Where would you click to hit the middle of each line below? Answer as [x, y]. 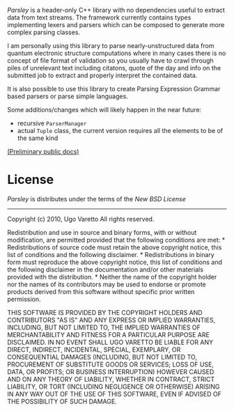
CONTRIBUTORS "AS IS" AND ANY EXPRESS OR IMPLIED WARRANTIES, [111, 320]
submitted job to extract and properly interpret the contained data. [102, 75]
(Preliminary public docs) [43, 152]
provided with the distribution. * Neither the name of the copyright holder [112, 277]
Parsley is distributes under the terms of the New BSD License [96, 199]
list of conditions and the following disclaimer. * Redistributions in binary [111, 254]
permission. [24, 299]
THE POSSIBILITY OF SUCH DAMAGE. [62, 401]
